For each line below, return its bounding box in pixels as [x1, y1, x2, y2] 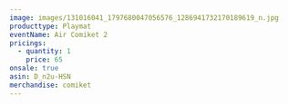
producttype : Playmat [9, 22, 92, 31]
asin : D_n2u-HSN [9, 72, 71, 81]
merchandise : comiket [9, 80, 92, 90]
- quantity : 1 [17, 47, 71, 56]
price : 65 [26, 55, 64, 64]
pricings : [9, 38, 47, 48]
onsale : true [9, 64, 59, 73]
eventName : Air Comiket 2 [9, 30, 108, 39]
